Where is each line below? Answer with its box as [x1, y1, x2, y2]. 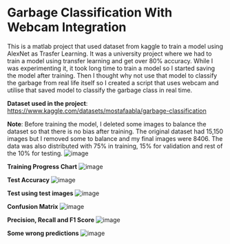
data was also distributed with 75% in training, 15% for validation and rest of [7, 142, 223, 150]
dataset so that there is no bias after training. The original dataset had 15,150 [7, 127, 224, 135]
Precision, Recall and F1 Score [7, 215, 95, 224]
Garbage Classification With [7, 5, 173, 21]
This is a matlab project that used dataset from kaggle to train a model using [7, 42, 224, 50]
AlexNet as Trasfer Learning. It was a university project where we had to [7, 49, 212, 58]
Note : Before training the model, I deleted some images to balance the [7, 120, 207, 128]
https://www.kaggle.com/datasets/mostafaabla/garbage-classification [7, 107, 207, 115]
